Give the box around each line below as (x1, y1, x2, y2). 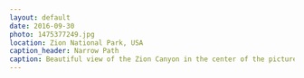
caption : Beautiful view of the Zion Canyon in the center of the (9, 55, 265, 64)
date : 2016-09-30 (9, 22, 75, 30)
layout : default (9, 13, 71, 22)
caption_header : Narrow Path (9, 47, 119, 56)
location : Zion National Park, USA (9, 38, 144, 48)
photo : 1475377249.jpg (9, 30, 95, 39)
